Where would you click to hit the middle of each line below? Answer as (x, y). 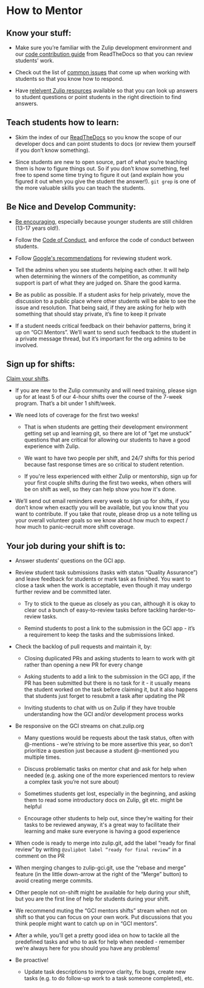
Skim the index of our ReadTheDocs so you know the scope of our (98, 137)
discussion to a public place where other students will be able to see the (105, 301)
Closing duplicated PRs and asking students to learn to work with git (110, 658)
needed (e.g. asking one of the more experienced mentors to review (109, 775)
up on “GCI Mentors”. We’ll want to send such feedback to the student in (106, 332)
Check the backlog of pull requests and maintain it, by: (83, 647)
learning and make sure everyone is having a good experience (102, 831)
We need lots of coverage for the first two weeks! (77, 415)
